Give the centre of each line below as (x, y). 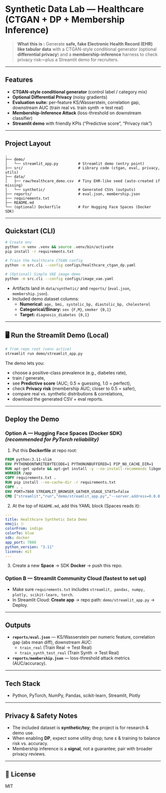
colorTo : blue (20, 533)
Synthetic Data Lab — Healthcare (75, 9)
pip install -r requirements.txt (40, 252)
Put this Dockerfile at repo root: (45, 450)
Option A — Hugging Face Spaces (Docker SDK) (64, 433)
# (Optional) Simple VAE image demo (43, 274)
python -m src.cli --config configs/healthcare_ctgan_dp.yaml (70, 265)
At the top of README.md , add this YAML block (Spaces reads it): (76, 505)
